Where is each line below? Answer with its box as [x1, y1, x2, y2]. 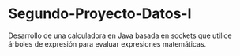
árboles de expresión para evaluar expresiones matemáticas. [8, 39, 207, 48]
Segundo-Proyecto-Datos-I [8, 5, 192, 23]
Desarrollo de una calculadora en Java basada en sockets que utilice [8, 31, 232, 40]
